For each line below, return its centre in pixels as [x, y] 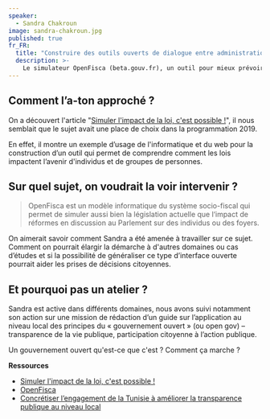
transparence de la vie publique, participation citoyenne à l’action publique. [133, 335]
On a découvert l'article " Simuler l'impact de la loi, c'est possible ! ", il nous [131, 120]
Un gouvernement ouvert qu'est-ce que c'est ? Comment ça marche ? [125, 350]
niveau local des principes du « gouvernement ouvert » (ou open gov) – [127, 326]
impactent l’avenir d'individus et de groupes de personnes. [106, 161]
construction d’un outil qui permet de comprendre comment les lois [120, 153]
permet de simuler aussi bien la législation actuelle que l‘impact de [138, 215]
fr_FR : [19, 46]
